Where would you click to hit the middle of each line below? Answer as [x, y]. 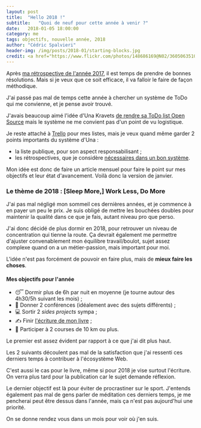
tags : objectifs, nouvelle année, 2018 [56, 39]
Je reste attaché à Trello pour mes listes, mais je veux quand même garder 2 [100, 133]
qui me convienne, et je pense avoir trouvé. [60, 104]
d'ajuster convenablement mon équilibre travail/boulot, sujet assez [88, 241]
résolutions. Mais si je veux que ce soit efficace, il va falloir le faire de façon [99, 80]
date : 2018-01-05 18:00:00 [42, 28]
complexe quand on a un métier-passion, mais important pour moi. [88, 247]
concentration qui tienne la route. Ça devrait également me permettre [92, 234]
